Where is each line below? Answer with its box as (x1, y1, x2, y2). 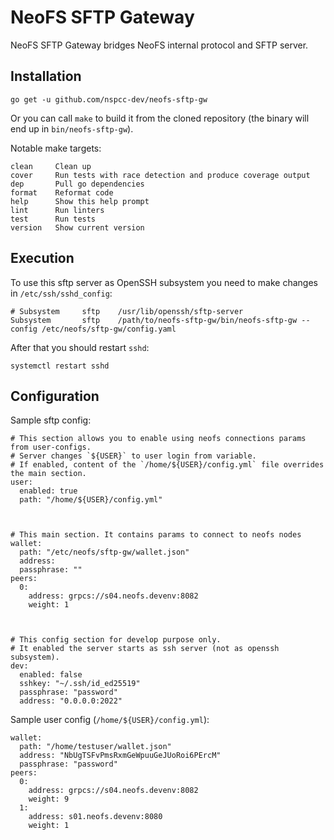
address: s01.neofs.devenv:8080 (28, 812, 163, 822)
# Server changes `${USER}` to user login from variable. (10, 451, 257, 461)
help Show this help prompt (10, 196, 150, 206)
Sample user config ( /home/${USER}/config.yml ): (10, 714, 210, 726)
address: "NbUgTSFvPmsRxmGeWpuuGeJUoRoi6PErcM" (19, 751, 222, 761)
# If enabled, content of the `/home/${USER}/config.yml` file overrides (10, 460, 325, 470)
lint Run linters (10, 205, 105, 215)
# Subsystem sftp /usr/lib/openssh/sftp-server (10, 306, 244, 316)
